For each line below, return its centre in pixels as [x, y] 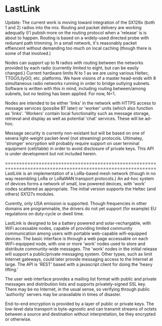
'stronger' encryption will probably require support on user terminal [72, 143]
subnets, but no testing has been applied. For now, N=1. [60, 94]
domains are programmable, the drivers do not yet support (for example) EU [81, 208]
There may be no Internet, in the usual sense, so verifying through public [77, 289]
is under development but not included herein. [51, 153]
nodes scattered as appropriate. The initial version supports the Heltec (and [81, 189]
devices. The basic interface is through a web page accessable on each [77, 238]
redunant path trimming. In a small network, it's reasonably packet [71, 43]
